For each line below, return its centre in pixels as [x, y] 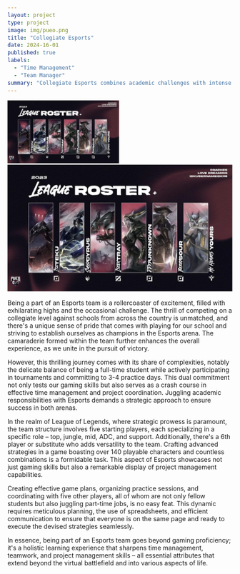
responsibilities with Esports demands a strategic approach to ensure [109, 401]
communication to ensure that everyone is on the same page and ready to [116, 519]
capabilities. [25, 475]
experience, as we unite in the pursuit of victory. [79, 348]
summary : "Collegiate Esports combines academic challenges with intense [120, 83]
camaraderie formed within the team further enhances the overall [104, 341]
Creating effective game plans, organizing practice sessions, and [103, 488]
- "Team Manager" [40, 75]
